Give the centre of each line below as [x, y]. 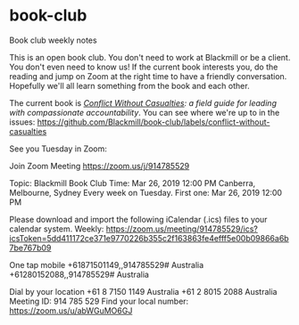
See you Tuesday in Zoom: [58, 149]
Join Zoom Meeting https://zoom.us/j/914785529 [100, 166]
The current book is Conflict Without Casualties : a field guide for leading [143, 102]
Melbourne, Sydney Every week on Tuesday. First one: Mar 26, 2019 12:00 [146, 192]
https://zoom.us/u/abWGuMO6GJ [71, 310]
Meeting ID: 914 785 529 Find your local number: [99, 301]
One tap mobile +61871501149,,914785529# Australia [107, 264]
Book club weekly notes [53, 40]
